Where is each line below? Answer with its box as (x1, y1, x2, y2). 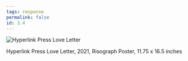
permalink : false (6, 14, 50, 20)
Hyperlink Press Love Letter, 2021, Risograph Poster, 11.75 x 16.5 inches (6, 48, 183, 55)
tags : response (6, 8, 44, 15)
